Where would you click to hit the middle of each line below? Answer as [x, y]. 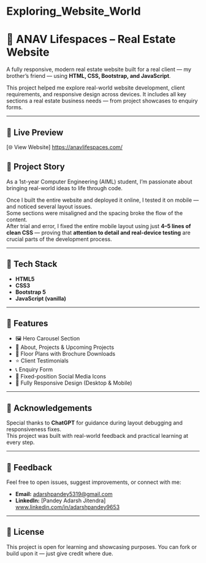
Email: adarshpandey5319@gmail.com [64, 494]
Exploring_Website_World [74, 11]
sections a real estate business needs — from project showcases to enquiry [102, 101]
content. [17, 220]
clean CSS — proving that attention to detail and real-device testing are [99, 232]
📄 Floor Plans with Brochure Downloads [65, 354]
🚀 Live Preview [35, 132]
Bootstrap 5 [30, 292]
